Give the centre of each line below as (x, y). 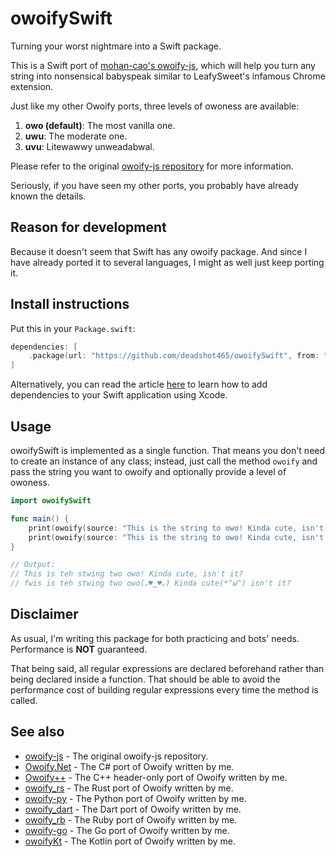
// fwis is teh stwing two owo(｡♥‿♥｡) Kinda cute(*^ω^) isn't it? (151, 583)
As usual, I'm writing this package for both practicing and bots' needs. (155, 638)
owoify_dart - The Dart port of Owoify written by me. (133, 809)
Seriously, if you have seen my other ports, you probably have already (154, 185)
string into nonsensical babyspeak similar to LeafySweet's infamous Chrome (168, 76)
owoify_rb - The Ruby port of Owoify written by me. (131, 819)
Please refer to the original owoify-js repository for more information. (152, 166)
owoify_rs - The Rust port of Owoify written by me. (129, 788)
